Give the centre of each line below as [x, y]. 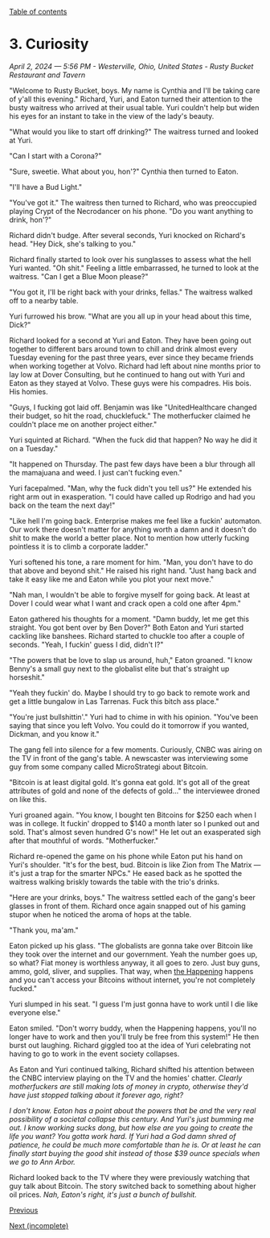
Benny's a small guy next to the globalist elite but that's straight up [119, 668]
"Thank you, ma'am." [44, 930]
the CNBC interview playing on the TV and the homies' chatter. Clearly [126, 1078]
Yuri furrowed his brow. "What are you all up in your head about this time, [131, 316]
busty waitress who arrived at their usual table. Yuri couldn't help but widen [134, 107]
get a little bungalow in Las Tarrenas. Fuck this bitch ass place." [114, 701]
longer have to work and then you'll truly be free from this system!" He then [134, 1036]
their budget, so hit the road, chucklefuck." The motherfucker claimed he [130, 415]
